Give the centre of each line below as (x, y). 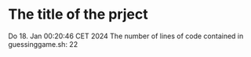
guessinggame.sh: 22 (43, 44)
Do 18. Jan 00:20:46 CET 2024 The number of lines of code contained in (126, 36)
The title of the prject (78, 14)
